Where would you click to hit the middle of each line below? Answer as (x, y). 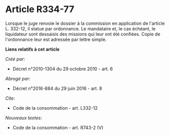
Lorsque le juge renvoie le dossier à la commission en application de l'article (85, 23)
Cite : (10, 98)
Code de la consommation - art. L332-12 (55, 108)
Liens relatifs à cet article (32, 49)
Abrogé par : (18, 78)
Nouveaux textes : (24, 118)
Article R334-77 (40, 9)
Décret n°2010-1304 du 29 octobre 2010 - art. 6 (63, 69)
